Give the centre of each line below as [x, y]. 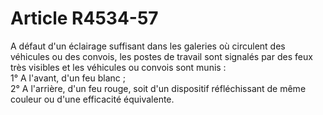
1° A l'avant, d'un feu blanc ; [68, 78]
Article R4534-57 [84, 18]
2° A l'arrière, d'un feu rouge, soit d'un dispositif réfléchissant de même [158, 88]
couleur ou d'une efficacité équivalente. [92, 99]
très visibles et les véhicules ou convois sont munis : [118, 67]
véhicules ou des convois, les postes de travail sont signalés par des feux [161, 56]
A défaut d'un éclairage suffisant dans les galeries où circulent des [148, 46]
